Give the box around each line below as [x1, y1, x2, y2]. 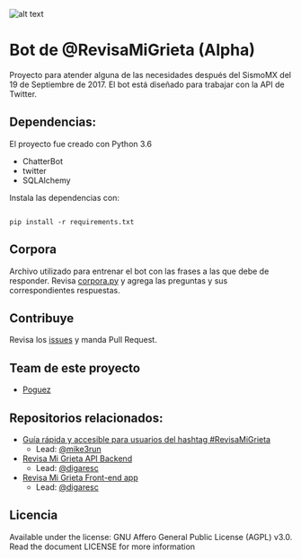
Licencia [9, 508, 58, 523]
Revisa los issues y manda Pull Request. [9, 335, 157, 345]
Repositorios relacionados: [9, 410, 164, 425]
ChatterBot [22, 155, 63, 166]
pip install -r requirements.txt [9, 217, 135, 226]
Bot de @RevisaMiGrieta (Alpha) [9, 40, 256, 60]
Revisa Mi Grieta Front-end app [22, 472, 139, 483]
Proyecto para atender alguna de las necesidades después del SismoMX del [9, 69, 292, 80]
